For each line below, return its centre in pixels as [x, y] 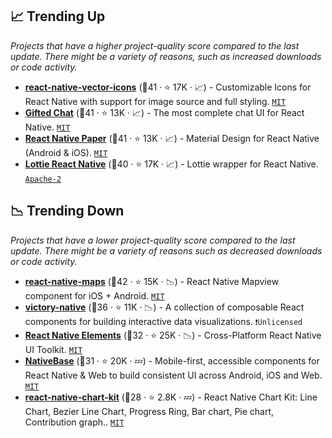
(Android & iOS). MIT [66, 152]
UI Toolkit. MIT [53, 349]
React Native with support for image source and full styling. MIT [155, 101]
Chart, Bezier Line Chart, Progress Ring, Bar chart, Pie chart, [149, 411]
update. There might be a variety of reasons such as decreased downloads [166, 250]
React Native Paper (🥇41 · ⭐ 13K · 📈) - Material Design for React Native [172, 138]
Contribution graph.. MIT [74, 422]
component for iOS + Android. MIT [94, 295]
